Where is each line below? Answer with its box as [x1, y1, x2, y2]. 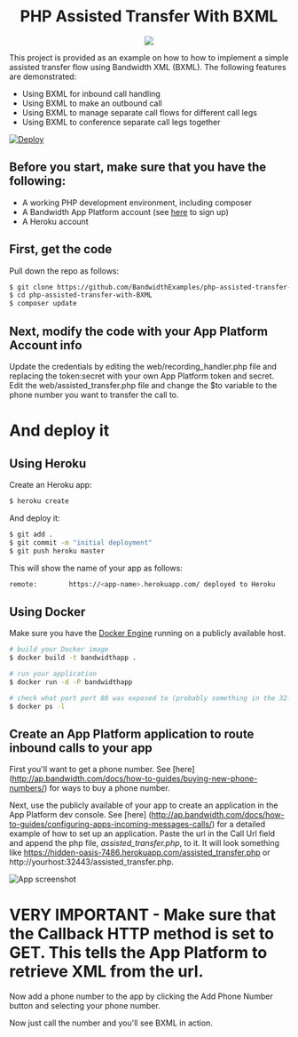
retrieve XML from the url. [9, 961, 204, 982]
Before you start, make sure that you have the [9, 160, 267, 175]
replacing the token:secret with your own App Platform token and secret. [9, 371, 275, 381]
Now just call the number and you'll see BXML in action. [9, 1017, 213, 1028]
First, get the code [9, 242, 113, 257]
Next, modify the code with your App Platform [9, 323, 269, 339]
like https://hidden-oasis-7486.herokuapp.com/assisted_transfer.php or [9, 847, 271, 858]
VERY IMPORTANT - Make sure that [9, 905, 277, 925]
